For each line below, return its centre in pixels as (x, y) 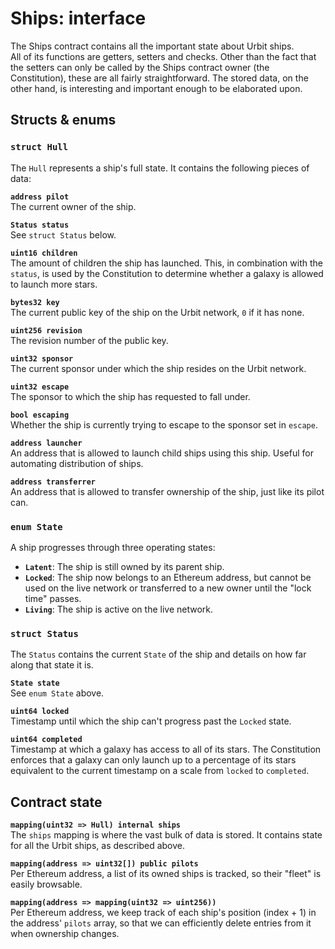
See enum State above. (57, 693)
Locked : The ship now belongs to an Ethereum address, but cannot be (168, 577)
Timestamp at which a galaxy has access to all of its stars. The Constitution (166, 749)
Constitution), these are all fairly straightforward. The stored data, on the (159, 78)
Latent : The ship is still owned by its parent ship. (124, 566)
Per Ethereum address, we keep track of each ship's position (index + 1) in (163, 913)
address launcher (46, 443)
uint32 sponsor (42, 358)
